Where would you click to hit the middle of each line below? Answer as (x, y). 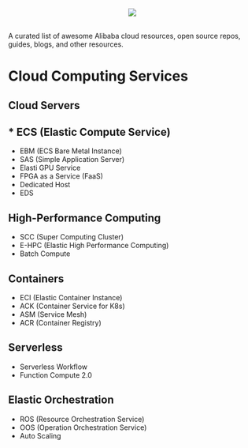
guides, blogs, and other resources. (66, 44)
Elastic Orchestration (61, 400)
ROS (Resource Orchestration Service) (82, 419)
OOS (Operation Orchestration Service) (83, 427)
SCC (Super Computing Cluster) (72, 237)
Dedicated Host (45, 185)
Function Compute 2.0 (56, 375)
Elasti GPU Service (50, 168)
